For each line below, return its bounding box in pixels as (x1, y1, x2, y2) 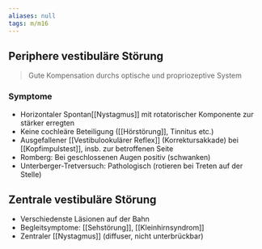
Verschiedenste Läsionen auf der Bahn (19, 214, 150, 224)
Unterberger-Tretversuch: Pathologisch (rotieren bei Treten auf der (19, 161, 243, 171)
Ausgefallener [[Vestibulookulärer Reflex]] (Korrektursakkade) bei (19, 135, 239, 145)
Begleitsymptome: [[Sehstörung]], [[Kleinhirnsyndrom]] (19, 223, 205, 233)
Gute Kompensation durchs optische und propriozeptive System (27, 70, 243, 81)
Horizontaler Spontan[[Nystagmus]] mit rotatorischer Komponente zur (19, 109, 254, 119)
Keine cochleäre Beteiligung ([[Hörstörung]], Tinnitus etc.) (19, 126, 214, 136)
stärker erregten (19, 118, 75, 128)
